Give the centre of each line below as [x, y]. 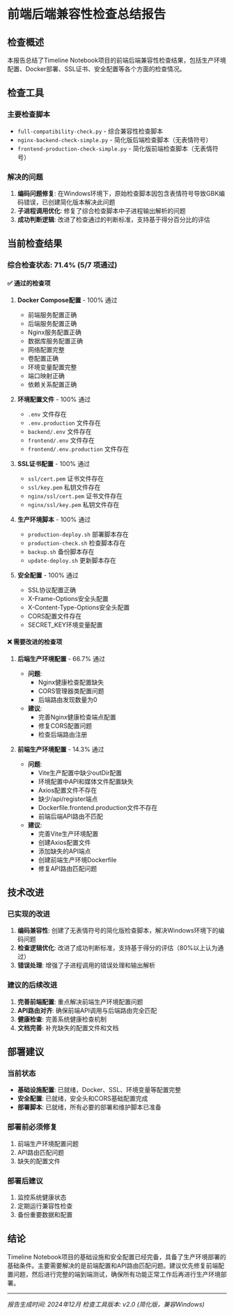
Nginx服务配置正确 [55, 332]
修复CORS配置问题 [65, 726]
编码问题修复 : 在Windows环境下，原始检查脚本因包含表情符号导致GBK [118, 193]
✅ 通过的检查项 [29, 283]
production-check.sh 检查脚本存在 [77, 543]
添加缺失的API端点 [64, 851]
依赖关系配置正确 [52, 384]
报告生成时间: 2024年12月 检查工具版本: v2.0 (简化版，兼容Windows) [106, 1304]
